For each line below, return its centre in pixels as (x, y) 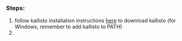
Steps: (15, 8)
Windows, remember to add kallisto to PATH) (68, 27)
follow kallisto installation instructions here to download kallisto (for (95, 21)
